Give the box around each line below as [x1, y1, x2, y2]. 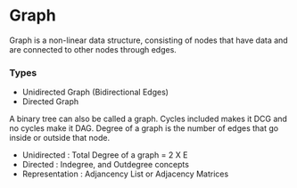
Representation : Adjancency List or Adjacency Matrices [21, 168, 229, 179]
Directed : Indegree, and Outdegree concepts [21, 159, 190, 170]
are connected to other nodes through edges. [9, 44, 177, 54]
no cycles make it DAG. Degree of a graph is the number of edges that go [9, 123, 279, 134]
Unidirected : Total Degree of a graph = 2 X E [21, 150, 188, 160]
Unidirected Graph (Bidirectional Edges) [21, 86, 169, 98]
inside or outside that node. [9, 133, 110, 143]
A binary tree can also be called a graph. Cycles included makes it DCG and [9, 113, 288, 125]
